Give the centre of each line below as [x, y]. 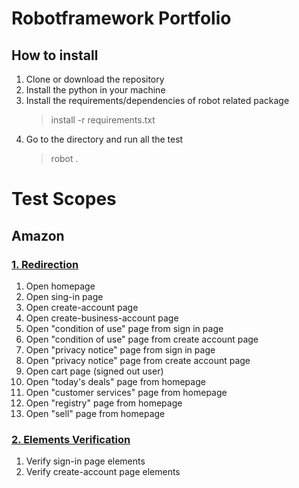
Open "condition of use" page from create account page [142, 339]
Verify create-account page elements [103, 472]
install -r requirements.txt [103, 120]
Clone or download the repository [95, 79]
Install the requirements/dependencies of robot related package [157, 100]
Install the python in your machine [95, 90]
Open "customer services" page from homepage [126, 392]
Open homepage [60, 286]
